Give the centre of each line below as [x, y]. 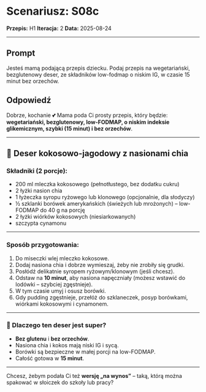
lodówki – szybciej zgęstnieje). [54, 284]
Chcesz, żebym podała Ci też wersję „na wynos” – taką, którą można [94, 375]
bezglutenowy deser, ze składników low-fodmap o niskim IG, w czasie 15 [98, 74]
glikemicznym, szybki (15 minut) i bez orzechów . [70, 128]
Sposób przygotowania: [43, 245]
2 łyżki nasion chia [39, 190]
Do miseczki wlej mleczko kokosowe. [62, 258]
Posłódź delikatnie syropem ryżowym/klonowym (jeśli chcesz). [95, 271]
